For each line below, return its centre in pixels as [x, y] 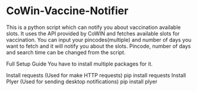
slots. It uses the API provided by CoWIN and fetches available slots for [93, 33]
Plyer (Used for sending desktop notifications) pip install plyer [82, 82]
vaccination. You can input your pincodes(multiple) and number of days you [99, 40]
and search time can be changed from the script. [66, 52]
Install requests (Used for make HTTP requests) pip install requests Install [96, 75]
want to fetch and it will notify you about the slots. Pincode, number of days [99, 46]
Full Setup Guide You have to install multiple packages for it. [80, 64]
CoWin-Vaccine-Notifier [67, 11]
